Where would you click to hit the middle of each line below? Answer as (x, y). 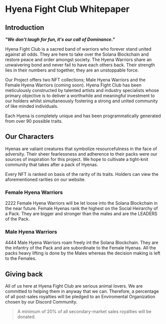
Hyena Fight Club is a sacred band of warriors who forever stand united (78, 49)
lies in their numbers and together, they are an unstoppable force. (72, 70)
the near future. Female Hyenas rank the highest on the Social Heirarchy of (82, 208)
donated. (27, 317)
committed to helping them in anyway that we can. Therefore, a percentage (82, 291)
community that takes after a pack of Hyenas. (52, 164)
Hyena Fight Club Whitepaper (67, 9)
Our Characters (29, 137)
